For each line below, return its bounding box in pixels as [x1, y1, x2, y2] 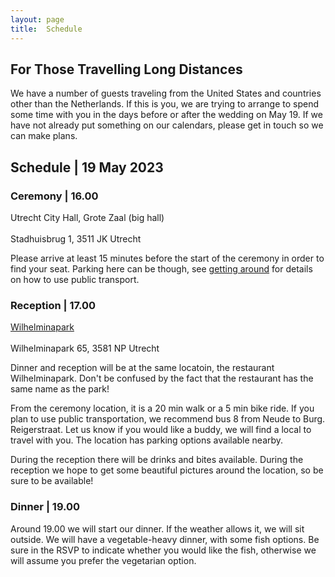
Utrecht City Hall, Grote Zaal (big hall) [10, 212, 165, 223]
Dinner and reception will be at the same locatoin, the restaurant [10, 362, 275, 374]
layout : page [10, 14, 65, 25]
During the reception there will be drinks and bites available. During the [10, 454, 304, 466]
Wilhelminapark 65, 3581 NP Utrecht [10, 342, 160, 355]
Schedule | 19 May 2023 [10, 159, 164, 176]
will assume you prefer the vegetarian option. [10, 554, 197, 566]
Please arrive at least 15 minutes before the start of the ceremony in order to [10, 252, 325, 264]
